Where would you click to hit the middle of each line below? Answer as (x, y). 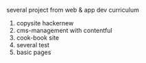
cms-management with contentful (64, 30)
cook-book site (38, 38)
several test (33, 45)
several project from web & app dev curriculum (73, 10)
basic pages (34, 52)
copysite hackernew (45, 23)
